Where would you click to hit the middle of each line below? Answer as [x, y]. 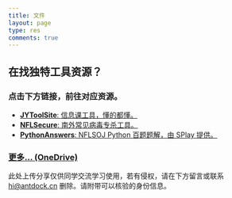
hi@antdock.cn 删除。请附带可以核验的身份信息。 [89, 186]
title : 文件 [27, 15]
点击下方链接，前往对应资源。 [66, 96]
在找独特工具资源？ [55, 72]
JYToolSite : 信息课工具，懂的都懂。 [78, 115]
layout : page [30, 23]
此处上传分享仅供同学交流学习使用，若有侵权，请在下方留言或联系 [116, 176]
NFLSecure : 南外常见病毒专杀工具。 [79, 124]
